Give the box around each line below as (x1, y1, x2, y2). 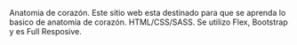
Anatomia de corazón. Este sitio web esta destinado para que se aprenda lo (9, 8, 286, 18)
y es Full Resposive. (9, 26, 82, 36)
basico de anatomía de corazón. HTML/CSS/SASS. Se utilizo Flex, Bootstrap (9, 17, 289, 27)
